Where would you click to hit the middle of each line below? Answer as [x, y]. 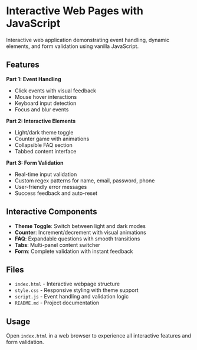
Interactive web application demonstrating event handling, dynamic [88, 40]
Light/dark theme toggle [44, 132]
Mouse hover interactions [46, 97]
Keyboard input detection [45, 103]
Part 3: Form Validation [35, 163]
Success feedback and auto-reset [56, 193]
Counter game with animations [52, 139]
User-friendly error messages [51, 187]
